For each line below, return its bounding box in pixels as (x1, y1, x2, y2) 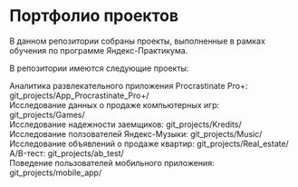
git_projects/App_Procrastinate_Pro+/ (9, 90, 149, 101)
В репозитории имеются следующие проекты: (9, 63, 189, 74)
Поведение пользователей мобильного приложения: (9, 157, 215, 168)
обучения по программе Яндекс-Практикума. (9, 44, 188, 55)
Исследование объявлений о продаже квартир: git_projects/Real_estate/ (9, 138, 290, 149)
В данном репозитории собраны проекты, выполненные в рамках (9, 35, 265, 46)
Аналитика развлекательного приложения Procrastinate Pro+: (9, 80, 248, 91)
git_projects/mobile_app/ (9, 167, 102, 178)
